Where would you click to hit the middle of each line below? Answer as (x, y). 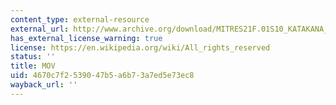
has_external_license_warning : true (86, 38)
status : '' (33, 57)
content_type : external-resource (80, 19)
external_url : (40, 29)
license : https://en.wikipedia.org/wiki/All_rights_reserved (140, 47)
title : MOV (33, 66)
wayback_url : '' (44, 85)
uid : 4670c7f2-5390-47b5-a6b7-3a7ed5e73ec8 (102, 76)
